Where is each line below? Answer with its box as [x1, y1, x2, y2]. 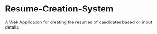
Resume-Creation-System [5, 3, 114, 14]
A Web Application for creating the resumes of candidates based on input [5, 19, 152, 25]
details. [5, 24, 20, 30]
